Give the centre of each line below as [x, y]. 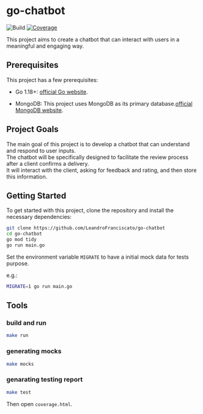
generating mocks [34, 351]
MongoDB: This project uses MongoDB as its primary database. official [104, 103]
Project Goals [33, 129]
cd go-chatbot [24, 234]
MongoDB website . [39, 110]
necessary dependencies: [39, 217]
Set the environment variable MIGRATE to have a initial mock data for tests [98, 257]
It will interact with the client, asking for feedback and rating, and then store [102, 170]
